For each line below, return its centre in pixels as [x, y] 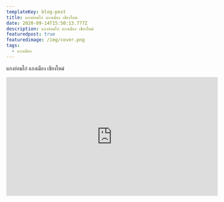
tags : [13, 46]
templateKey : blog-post [36, 12]
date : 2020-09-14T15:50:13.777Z [47, 23]
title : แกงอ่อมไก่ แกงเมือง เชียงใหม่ [42, 17]
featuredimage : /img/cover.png [46, 40]
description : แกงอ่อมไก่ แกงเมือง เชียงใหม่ [50, 29]
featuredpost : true [31, 34]
